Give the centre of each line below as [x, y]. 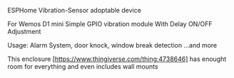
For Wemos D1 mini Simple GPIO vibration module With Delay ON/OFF [110, 24]
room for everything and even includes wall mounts [83, 66]
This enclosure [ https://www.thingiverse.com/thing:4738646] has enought [117, 59]
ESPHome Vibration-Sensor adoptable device [74, 10]
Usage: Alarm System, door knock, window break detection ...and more [112, 45]
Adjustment [24, 32]
